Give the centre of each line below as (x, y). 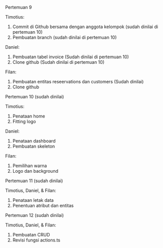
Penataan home (29, 116)
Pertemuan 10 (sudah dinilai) (35, 97)
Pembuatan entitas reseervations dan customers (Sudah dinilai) (78, 82)
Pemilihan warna (30, 166)
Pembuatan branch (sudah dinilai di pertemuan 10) (64, 37)
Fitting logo (24, 121)
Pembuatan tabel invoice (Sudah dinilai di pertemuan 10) (71, 57)
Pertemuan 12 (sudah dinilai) (35, 215)
